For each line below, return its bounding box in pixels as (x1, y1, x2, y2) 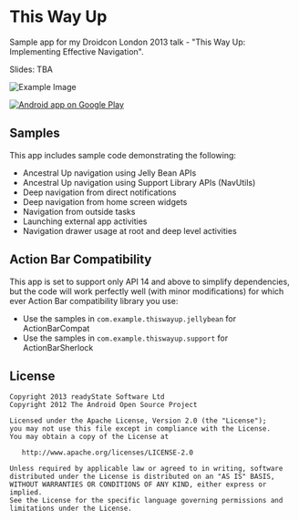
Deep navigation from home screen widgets (22, 196, 188, 207)
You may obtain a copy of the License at (9, 433, 170, 442)
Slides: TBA (9, 64, 53, 75)
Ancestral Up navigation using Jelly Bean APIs (22, 167, 197, 178)
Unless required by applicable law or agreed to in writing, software (9, 464, 284, 474)
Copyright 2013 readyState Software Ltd (9, 393, 166, 402)
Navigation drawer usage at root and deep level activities (22, 225, 237, 236)
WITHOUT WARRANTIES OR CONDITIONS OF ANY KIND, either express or (9, 480, 267, 489)
